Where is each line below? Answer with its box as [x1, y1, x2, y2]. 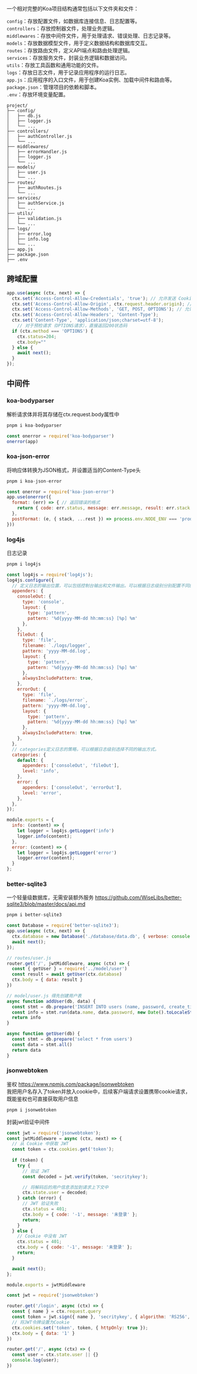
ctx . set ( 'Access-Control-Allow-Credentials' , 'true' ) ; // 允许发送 [12, 295, 176, 301]
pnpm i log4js [6, 561, 42, 567]
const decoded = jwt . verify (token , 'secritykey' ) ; [22, 1173, 148, 1180]
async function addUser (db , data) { [6, 998, 96, 1004]
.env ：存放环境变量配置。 [6, 91, 69, 98]
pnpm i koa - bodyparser [6, 422, 62, 428]
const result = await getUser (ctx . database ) [12, 971, 122, 977]
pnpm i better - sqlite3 [6, 912, 62, 918]
